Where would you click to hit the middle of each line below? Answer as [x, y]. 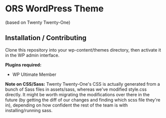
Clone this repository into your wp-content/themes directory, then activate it [83, 50]
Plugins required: [23, 64]
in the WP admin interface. [32, 55]
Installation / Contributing [46, 38]
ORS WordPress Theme [54, 9]
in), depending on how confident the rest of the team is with [67, 105]
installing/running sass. [29, 110]
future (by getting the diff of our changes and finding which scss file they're [83, 100]
